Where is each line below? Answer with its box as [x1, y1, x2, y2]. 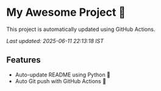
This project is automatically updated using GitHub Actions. [6, 25, 156, 33]
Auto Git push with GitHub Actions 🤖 [15, 77, 107, 84]
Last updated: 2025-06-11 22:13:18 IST [6, 37, 104, 44]
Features [6, 55, 41, 66]
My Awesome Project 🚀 [6, 5, 126, 19]
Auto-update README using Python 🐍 [15, 71, 111, 78]
